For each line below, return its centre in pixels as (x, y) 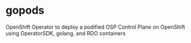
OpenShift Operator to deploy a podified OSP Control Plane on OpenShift (95, 27)
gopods (25, 10)
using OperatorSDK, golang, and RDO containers (66, 33)
